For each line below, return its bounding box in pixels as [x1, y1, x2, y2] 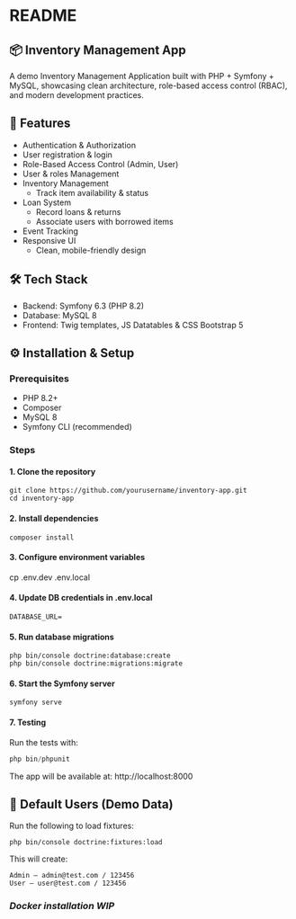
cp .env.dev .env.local [9, 572, 91, 583]
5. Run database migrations [9, 631, 114, 642]
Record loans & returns [35, 206, 121, 217]
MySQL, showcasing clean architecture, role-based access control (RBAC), [9, 80, 288, 91]
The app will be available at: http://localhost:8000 [9, 771, 193, 781]
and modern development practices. [9, 90, 144, 100]
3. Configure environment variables [9, 552, 146, 563]
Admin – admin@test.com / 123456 [9, 871, 135, 880]
